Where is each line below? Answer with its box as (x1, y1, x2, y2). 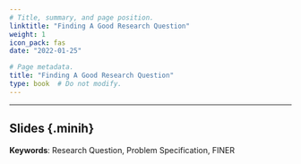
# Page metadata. (9, 63, 74, 72)
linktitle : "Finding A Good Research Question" (9, 22, 191, 30)
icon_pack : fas (9, 38, 66, 47)
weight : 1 (9, 30, 47, 39)
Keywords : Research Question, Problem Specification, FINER (9, 144, 236, 155)
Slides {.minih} (9, 121, 95, 136)
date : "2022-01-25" (9, 47, 82, 56)
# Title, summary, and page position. (9, 13, 154, 22)
